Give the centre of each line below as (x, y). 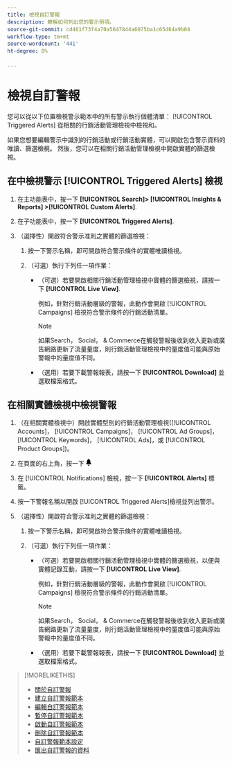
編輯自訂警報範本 (59, 707)
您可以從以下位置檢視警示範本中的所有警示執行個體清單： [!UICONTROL (110, 116)
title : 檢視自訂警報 (34, 15)
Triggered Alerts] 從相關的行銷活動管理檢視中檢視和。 (84, 125)
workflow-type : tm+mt (38, 37)
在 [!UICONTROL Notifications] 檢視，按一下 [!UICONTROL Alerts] (112, 478)
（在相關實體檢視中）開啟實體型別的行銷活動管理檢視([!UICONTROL (114, 423)
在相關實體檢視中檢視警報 (62, 405)
